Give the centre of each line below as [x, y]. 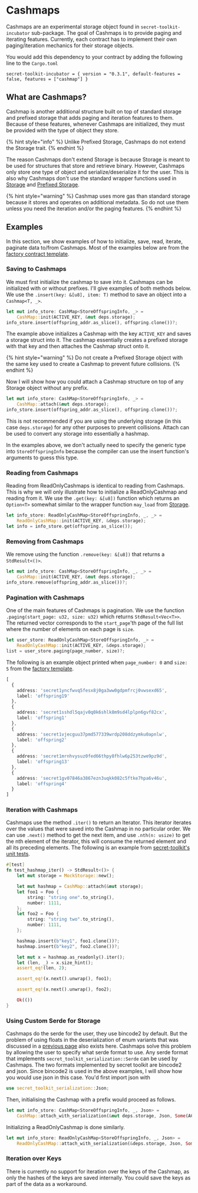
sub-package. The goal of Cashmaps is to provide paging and [107, 32]
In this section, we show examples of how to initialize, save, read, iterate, [94, 241]
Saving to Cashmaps [36, 269]
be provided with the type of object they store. [62, 130]
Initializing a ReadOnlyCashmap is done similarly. [65, 1127]
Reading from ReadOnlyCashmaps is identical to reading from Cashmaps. [95, 486]
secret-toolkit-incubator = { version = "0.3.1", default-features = [93, 74]
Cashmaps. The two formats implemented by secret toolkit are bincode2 [94, 1065]
